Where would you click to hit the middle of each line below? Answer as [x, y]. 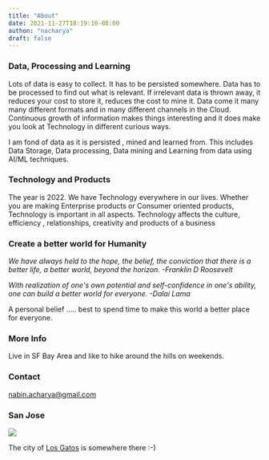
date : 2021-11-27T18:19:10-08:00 [64, 23]
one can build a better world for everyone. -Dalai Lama [99, 294]
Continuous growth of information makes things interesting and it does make [134, 118]
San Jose [27, 415]
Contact [24, 377]
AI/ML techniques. [38, 159]
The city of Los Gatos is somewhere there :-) [82, 448]
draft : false [30, 38]
